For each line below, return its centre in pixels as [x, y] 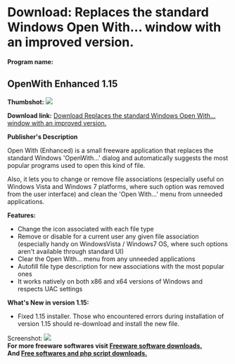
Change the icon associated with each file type [86, 229]
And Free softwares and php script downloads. [77, 353]
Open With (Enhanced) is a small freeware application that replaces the [110, 150]
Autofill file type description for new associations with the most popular [121, 266]
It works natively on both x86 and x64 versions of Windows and [110, 281]
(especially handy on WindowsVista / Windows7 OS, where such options [123, 243]
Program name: [31, 61]
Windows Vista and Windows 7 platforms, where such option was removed [116, 186]
